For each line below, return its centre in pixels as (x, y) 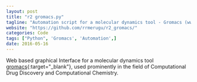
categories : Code (27, 33)
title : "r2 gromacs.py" (35, 17)
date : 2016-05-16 (27, 44)
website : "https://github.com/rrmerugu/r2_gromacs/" (72, 28)
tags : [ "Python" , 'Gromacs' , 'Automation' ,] (61, 38)
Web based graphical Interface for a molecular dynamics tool (80, 60)
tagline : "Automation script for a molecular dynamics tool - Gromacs (94, 22)
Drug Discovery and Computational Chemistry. (62, 73)
